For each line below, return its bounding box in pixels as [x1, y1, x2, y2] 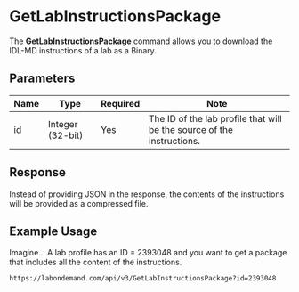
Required [101, 97, 141, 109]
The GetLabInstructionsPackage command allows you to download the [9, 36, 273, 46]
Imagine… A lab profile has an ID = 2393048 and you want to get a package [9, 247, 287, 258]
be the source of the [148, 123, 234, 135]
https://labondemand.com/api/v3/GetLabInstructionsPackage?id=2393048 [9, 274, 277, 283]
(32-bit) [47, 129, 84, 142]
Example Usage [9, 223, 98, 239]
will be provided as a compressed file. [9, 198, 149, 208]
